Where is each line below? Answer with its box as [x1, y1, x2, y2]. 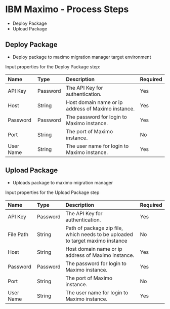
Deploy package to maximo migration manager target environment [12, 54, 151, 60]
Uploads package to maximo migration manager [12, 179, 113, 185]
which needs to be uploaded [65, 230, 133, 238]
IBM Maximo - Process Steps [5, 4, 129, 15]
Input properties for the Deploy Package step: [5, 63, 101, 69]
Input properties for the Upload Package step [5, 189, 100, 196]
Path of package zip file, [65, 224, 123, 231]
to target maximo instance [65, 237, 127, 244]
